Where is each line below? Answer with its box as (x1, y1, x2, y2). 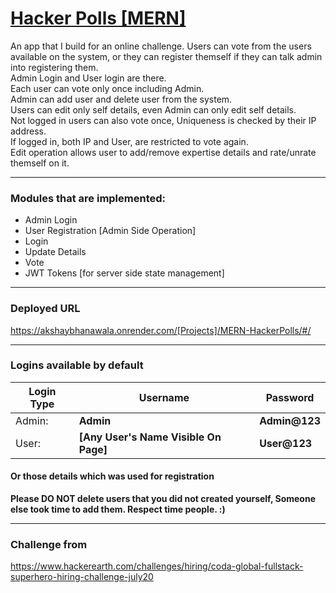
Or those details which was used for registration (10, 470, 215, 482)
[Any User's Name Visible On (78, 430, 222, 444)
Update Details (24, 246, 87, 258)
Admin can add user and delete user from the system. (10, 93, 233, 105)
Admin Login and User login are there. (10, 72, 167, 84)
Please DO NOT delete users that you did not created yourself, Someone (10, 493, 316, 505)
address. (10, 125, 47, 137)
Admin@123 (259, 413, 321, 427)
